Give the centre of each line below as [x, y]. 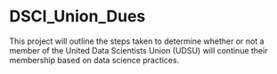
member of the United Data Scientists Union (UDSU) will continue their [138, 50]
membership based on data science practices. [94, 60]
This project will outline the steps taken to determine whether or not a [137, 41]
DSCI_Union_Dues [77, 16]
